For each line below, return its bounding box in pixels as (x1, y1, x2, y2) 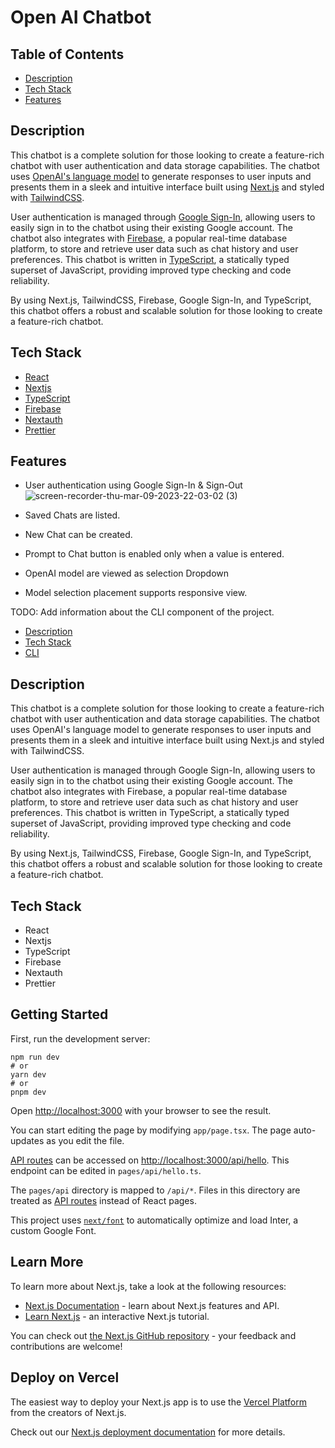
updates (10, 1134, 45, 1146)
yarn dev (10, 1069, 47, 1080)
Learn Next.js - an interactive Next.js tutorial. (24, 1310, 210, 1322)
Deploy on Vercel (10, 1369, 120, 1386)
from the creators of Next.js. (10, 1406, 127, 1418)
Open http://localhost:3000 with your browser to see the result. (10, 1104, 272, 1116)
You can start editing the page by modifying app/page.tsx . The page (10, 1124, 292, 1136)
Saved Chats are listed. (24, 509, 121, 521)
